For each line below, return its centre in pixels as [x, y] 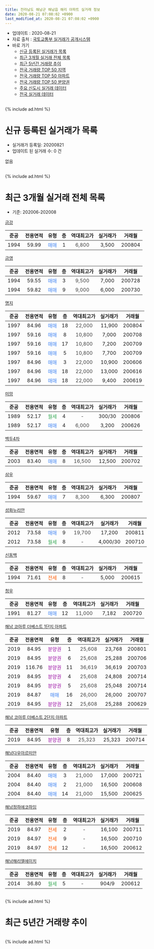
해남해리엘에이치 [21, 861]
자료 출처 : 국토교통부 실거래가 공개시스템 [51, 39]
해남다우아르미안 [21, 753]
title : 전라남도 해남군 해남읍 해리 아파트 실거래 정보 [53, 10]
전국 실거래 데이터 [36, 94]
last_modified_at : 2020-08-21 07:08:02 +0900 [52, 19]
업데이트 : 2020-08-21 [34, 33]
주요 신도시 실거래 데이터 [43, 88]
